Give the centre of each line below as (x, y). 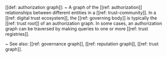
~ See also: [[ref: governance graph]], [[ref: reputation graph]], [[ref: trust (82, 44)
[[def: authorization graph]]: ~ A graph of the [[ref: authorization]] (74, 7)
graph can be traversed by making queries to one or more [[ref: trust (77, 29)
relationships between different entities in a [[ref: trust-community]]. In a (81, 13)
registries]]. (17, 34)
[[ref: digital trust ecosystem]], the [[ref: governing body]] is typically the (81, 18)
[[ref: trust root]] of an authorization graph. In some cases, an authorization (84, 23)
